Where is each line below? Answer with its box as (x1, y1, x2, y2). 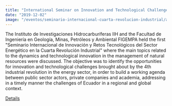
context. (5, 86, 23, 92)
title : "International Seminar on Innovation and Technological (5, 7, 145, 13)
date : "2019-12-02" (5, 12, 47, 17)
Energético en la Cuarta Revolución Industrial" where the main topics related (5, 47, 166, 54)
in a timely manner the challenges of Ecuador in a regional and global (5, 80, 152, 86)
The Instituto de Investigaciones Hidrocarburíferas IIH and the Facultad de (5, 31, 162, 37)
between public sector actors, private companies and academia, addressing (5, 75, 166, 81)
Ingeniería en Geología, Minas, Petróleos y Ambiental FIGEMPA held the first (5, 36, 166, 43)
